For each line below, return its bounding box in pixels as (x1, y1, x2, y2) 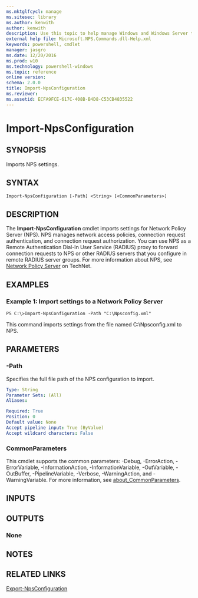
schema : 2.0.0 (6, 80, 41, 86)
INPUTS (6, 493, 35, 504)
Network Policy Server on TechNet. (6, 263, 92, 270)
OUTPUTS (6, 513, 44, 523)
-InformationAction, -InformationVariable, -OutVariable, (41, 464, 175, 471)
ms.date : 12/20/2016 (6, 52, 57, 58)
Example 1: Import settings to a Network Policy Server (6, 297, 163, 305)
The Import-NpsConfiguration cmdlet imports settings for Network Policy (6, 225, 187, 232)
